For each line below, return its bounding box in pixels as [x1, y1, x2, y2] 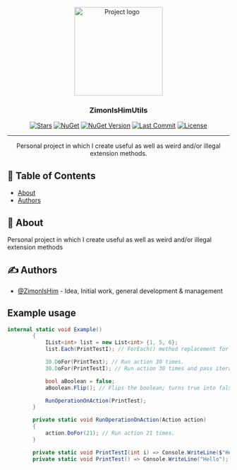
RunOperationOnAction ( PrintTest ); [44, 397, 147, 404]
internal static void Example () [7, 326, 102, 333]
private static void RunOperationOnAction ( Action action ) [32, 416, 207, 424]
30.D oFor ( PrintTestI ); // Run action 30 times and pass [44, 365, 213, 372]
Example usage [7, 307, 76, 319]
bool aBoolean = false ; [44, 377, 115, 385]
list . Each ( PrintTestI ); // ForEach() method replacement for [44, 345, 229, 353]
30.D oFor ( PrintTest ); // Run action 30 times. [44, 358, 185, 366]
